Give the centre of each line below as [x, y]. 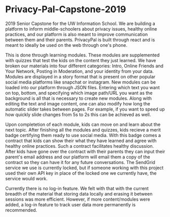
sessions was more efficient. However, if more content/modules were [78, 199]
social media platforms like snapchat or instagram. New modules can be [81, 82]
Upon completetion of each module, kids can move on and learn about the [83, 124]
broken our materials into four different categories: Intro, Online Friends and [84, 66]
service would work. [26, 178]
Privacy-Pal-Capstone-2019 [66, 9]
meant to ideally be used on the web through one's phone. [66, 45]
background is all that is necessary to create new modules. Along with [79, 98]
